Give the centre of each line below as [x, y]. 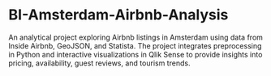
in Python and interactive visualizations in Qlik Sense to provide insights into [135, 54]
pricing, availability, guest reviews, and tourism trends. [99, 63]
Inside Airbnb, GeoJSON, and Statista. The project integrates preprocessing [135, 45]
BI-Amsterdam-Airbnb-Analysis [118, 15]
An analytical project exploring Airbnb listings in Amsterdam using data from [136, 37]
